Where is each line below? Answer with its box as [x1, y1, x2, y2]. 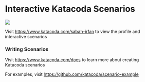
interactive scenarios [5, 33, 47, 39]
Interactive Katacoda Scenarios [5, 3, 135, 15]
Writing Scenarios [5, 46, 49, 52]
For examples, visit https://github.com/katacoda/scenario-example [5, 71, 139, 77]
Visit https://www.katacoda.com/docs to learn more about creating [5, 57, 139, 63]
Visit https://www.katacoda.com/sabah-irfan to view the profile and [5, 28, 140, 34]
